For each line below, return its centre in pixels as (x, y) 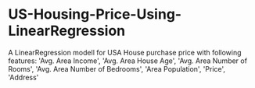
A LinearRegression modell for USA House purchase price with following (125, 52)
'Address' (23, 77)
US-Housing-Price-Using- (95, 14)
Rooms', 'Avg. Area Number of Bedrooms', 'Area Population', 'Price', (117, 69)
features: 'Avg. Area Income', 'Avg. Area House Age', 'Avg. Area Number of (128, 61)
